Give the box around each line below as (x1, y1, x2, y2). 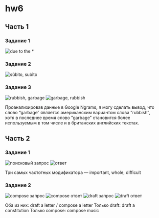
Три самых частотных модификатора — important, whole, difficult (5, 170, 141, 175)
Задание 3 (5, 84, 31, 91)
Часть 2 (5, 134, 30, 143)
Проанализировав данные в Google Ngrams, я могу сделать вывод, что (5, 104, 155, 110)
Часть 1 (5, 23, 29, 31)
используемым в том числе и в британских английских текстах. (5, 120, 139, 126)
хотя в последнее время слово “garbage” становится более (5, 115, 131, 121)
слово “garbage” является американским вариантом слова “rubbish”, (5, 110, 151, 116)
